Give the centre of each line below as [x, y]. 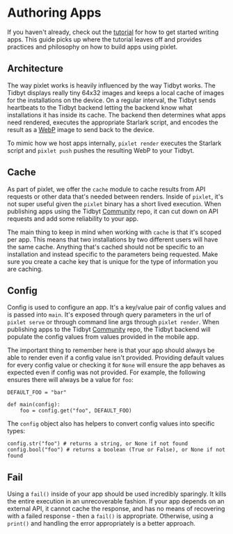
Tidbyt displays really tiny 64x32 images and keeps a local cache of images [116, 92]
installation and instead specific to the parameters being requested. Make [113, 254]
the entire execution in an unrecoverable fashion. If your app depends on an [116, 501]
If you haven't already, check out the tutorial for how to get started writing [113, 32]
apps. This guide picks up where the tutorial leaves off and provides [105, 39]
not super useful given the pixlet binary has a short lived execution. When [114, 203]
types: [16, 431]
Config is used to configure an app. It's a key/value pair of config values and [116, 308]
